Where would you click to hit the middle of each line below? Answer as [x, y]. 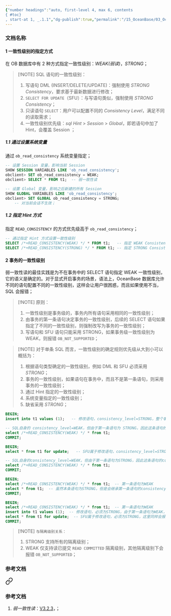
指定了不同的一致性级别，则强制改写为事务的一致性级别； [85, 326]
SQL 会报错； [19, 291]
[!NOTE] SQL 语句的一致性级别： [52, 74]
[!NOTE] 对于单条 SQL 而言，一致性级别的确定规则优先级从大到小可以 [90, 349]
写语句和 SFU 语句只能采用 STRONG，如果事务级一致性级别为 [90, 332]
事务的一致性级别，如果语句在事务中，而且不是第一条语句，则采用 [94, 379]
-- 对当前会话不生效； [35, 203]
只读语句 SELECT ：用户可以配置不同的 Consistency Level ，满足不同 [95, 110]
